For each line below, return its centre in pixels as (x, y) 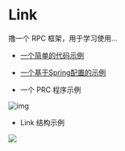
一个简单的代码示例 (52, 55)
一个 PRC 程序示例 (50, 90)
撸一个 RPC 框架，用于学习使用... (63, 38)
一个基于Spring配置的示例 (63, 72)
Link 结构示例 (42, 122)
